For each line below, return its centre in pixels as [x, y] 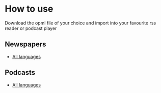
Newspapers [25, 44]
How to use [29, 9]
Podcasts [20, 72]
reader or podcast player [31, 28]
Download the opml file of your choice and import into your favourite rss [81, 23]
